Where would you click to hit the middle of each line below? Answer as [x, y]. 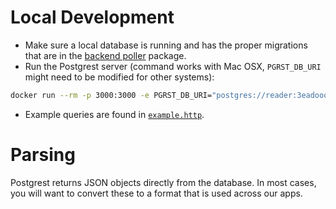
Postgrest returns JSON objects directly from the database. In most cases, [163, 182]
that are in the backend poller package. [105, 55]
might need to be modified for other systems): [119, 77]
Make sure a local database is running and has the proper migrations [166, 45]
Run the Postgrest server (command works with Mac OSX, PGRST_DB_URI [173, 66]
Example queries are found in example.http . [114, 114]
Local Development [92, 17]
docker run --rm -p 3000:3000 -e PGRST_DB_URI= [111, 95]
